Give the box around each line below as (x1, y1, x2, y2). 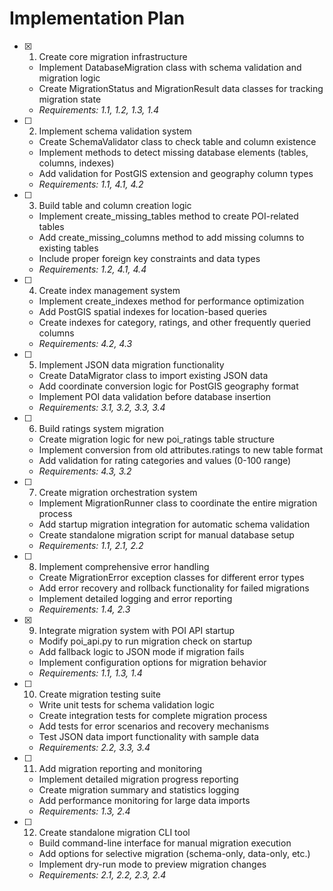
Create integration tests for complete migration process (38, 709, 268, 721)
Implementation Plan (9, 7, 186, 30)
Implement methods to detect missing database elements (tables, (38, 146, 309, 158)
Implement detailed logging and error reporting (38, 592, 233, 604)
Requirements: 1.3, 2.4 (38, 805, 131, 817)
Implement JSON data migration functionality (38, 358, 225, 371)
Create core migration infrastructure (38, 50, 188, 62)
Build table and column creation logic (38, 199, 192, 211)
